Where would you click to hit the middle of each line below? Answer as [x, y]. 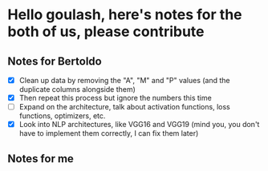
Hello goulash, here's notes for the [125, 15]
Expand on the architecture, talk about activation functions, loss [124, 107]
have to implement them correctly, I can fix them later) [109, 133]
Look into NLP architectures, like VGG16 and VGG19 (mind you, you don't [139, 125]
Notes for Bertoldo [55, 61]
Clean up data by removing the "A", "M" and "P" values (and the [124, 80]
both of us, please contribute [106, 32]
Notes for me [41, 159]
